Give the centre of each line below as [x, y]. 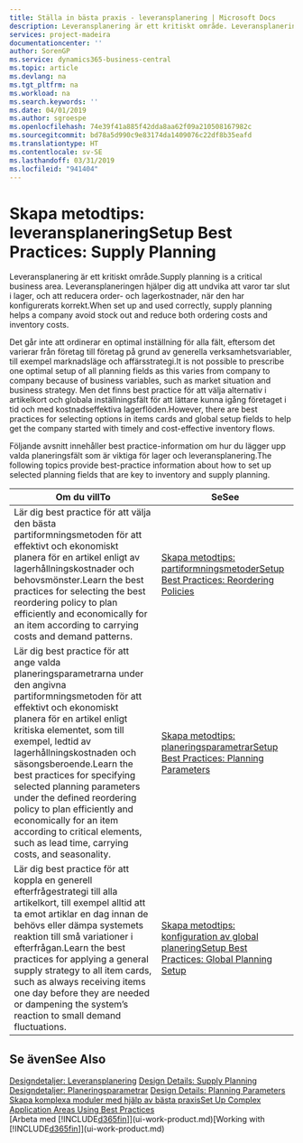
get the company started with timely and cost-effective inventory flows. [142, 429]
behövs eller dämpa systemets [79, 925]
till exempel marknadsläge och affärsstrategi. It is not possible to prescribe [147, 361]
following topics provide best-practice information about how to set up [141, 465]
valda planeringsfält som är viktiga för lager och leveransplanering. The [141, 456]
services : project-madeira [60, 34]
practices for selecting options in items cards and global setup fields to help [150, 419]
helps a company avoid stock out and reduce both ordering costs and [138, 315]
